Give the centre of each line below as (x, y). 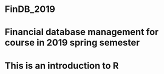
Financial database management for (82, 32)
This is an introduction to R (62, 65)
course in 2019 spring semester (72, 43)
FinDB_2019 (30, 9)
